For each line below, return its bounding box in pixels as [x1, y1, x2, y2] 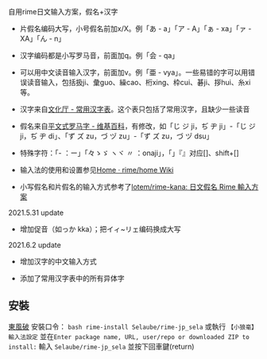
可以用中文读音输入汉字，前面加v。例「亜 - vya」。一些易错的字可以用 [19, 68, 249, 77]
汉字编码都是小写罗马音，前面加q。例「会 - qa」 [19, 51, 180, 60]
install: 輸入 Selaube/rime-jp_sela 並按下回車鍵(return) [8, 341, 195, 351]
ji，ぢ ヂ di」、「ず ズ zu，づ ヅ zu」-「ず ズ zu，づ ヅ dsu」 [19, 131, 214, 141]
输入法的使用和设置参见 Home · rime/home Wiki [19, 166, 174, 174]
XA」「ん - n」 [19, 34, 66, 43]
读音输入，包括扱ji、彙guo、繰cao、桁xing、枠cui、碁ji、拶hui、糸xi [26, 78, 251, 87]
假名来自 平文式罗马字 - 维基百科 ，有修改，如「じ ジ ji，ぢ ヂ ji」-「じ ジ [19, 122, 256, 131]
